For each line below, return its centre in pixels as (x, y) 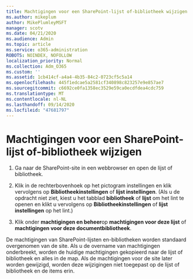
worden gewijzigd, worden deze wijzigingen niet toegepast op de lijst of (93, 265)
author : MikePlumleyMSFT (36, 22)
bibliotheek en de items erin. (40, 271)
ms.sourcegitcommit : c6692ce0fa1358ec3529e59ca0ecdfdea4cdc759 (85, 88)
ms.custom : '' (23, 72)
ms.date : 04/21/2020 (31, 34)
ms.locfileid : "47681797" (38, 110)
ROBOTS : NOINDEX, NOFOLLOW (39, 55)
